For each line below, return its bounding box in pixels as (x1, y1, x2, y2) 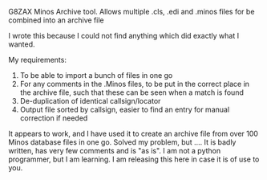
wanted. (8, 39, 35, 49)
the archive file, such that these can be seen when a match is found (19, 88, 245, 97)
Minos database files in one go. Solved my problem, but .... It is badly (8, 137, 237, 147)
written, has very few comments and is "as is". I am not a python (8, 146, 221, 155)
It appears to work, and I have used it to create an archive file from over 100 (8, 129, 259, 138)
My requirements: (8, 55, 67, 64)
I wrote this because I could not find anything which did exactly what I (8, 31, 239, 40)
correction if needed (19, 113, 88, 123)
